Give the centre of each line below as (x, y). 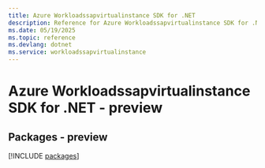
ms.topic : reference (42, 37)
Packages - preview (58, 137)
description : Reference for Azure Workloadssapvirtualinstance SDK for (128, 23)
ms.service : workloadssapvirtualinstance (77, 52)
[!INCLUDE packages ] (44, 156)
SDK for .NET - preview (86, 108)
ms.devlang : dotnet (40, 45)
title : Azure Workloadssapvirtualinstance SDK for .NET (102, 15)
